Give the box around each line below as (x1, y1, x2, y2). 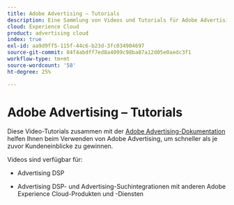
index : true (7, 36, 42, 43)
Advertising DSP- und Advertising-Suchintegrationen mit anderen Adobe (17, 182, 226, 191)
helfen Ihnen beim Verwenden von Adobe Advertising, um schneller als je (7, 135, 218, 143)
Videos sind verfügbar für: (7, 156, 83, 164)
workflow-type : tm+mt (7, 56, 70, 63)
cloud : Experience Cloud (7, 23, 79, 30)
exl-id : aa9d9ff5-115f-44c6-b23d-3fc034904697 (7, 42, 145, 49)
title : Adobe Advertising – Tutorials (7, 10, 120, 17)
